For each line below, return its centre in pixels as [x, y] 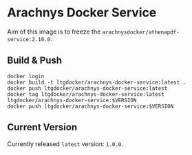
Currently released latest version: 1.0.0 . [65, 144]
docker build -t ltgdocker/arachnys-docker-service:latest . [97, 82]
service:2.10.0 [29, 39]
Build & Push [35, 61]
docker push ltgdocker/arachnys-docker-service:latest [87, 88]
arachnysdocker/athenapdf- [141, 32]
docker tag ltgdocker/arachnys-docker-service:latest [86, 94]
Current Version [42, 127]
